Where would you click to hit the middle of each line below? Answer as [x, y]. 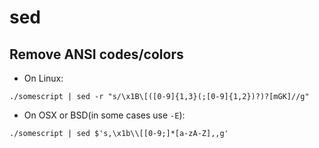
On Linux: [43, 78]
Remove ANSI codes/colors [96, 54]
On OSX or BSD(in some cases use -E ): [104, 115]
